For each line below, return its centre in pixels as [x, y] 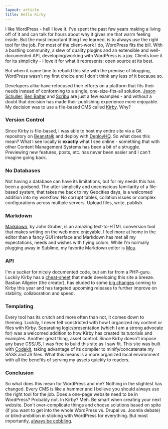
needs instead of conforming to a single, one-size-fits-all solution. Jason [80, 91]
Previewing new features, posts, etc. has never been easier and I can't [78, 152]
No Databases [23, 170]
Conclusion [20, 373]
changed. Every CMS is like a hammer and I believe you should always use [82, 389]
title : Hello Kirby [26, 15]
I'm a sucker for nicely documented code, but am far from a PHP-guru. [78, 272]
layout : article [22, 10]
